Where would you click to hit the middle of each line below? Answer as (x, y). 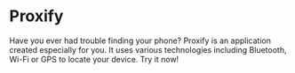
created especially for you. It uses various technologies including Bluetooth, (148, 49)
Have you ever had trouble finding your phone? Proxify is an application (140, 40)
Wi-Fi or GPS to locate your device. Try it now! (94, 59)
